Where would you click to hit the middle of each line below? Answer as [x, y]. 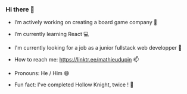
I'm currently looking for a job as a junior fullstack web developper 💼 [98, 48]
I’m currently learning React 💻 [52, 34]
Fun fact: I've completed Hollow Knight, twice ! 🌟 [74, 85]
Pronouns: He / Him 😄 [42, 73]
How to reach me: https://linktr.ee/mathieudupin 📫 [77, 60]
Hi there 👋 [20, 9]
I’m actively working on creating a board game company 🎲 [85, 22]
